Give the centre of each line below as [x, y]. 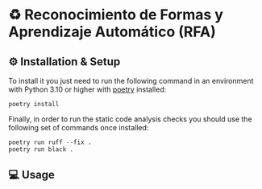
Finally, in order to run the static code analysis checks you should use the [130, 119]
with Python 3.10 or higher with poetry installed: [87, 89]
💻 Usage [31, 175]
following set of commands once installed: [79, 127]
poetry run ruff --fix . [50, 142]
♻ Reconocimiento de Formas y [116, 15]
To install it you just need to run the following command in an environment [131, 81]
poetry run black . [41, 150]
